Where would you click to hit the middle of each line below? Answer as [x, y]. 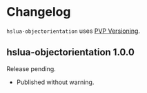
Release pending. [31, 68]
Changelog [39, 12]
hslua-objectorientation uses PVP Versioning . [73, 31]
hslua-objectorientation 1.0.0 [71, 52]
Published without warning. [55, 82]
